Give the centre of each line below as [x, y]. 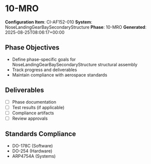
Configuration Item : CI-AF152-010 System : [49, 22]
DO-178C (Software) [32, 146]
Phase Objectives [32, 47]
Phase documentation [34, 102]
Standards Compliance [41, 134]
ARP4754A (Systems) [34, 156]
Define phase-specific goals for [44, 59]
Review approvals [30, 118]
